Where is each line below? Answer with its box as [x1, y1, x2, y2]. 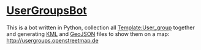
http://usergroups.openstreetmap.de [6, 37, 99, 44]
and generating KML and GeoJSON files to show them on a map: [6, 30, 170, 37]
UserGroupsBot [6, 4, 87, 18]
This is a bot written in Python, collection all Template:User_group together [6, 24, 195, 31]
